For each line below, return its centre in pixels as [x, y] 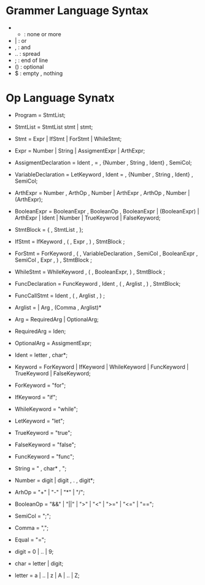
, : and [23, 47]
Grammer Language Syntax [77, 11]
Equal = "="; [30, 540]
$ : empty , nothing [39, 73]
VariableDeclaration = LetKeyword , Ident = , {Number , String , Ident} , [104, 174]
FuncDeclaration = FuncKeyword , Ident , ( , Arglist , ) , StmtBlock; [98, 283]
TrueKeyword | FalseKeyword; [52, 373]
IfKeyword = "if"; [36, 397]
